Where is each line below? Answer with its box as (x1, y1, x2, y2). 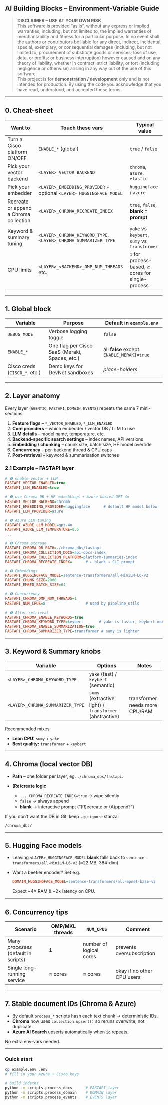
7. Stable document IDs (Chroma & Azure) (5, 999, 136, 1008)
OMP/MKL (51, 923, 76, 930)
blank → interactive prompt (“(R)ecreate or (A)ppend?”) (19, 803, 135, 810)
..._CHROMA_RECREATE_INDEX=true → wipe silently (19, 792, 120, 798)
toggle (48, 334, 64, 341)
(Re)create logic (12, 783, 46, 789)
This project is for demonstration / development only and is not (17, 76, 150, 82)
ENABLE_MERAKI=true (103, 352, 150, 358)
